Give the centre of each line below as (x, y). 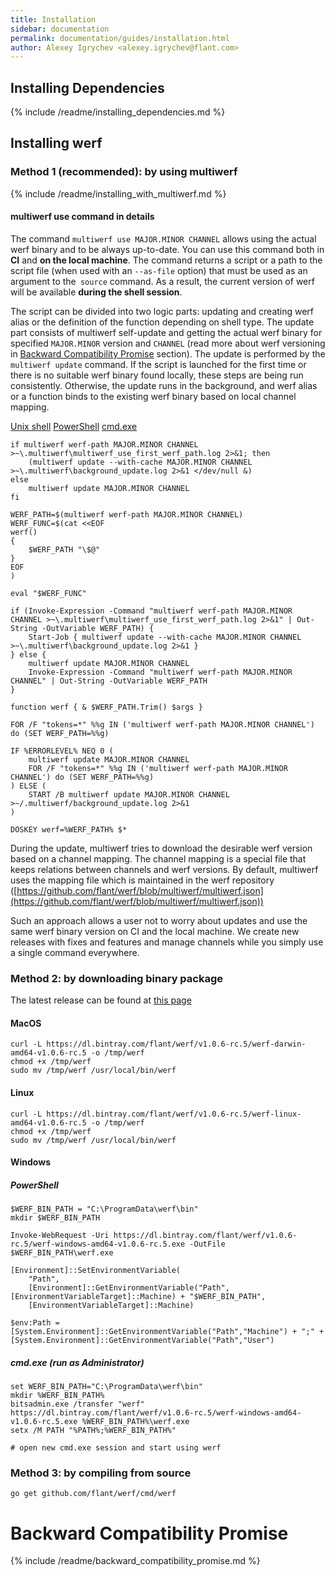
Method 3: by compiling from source (101, 1473)
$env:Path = (35, 1323)
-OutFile (207, 1244)
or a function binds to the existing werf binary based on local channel (153, 396)
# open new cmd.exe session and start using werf (116, 1448)
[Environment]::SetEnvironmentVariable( (96, 1271)
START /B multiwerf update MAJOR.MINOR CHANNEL (129, 794)
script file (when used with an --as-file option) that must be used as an (159, 270)
